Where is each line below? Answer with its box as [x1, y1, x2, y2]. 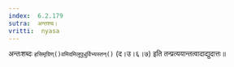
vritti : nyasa [8, 27, 60, 35]
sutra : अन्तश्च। [8, 19, 58, 27]
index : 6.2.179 [8, 11, 63, 20]
